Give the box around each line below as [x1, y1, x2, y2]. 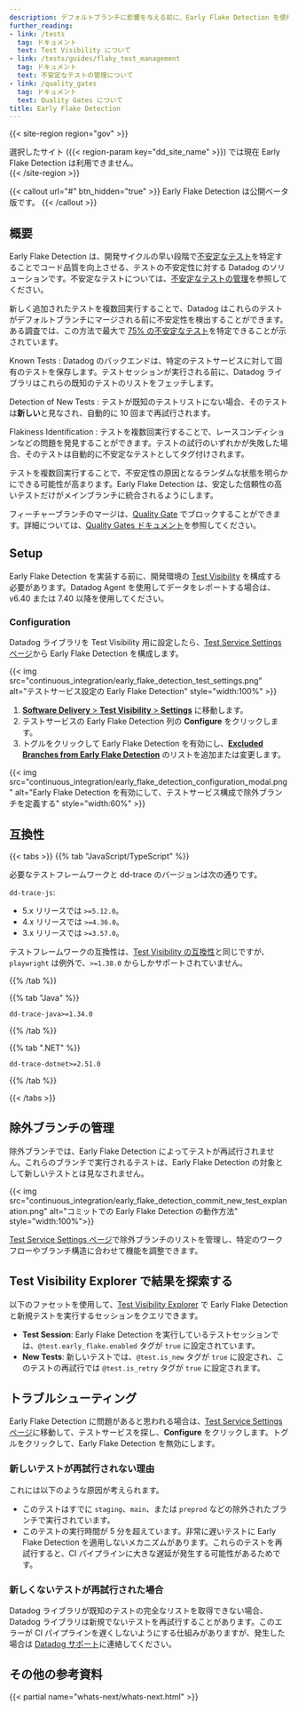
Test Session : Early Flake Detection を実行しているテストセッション [21, 1329, 271, 1339]
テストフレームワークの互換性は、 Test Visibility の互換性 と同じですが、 [9, 946, 270, 956]
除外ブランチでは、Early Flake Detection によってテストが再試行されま [9, 1146, 267, 1156]
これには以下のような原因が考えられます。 [9, 1484, 164, 1495]
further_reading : [9, 21, 74, 30]
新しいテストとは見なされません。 [24, 1168, 149, 1179]
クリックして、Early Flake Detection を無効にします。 [24, 1438, 220, 1449]
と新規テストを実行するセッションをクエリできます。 [9, 1310, 203, 1321]
